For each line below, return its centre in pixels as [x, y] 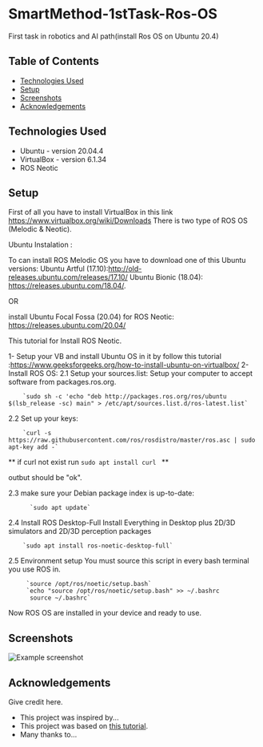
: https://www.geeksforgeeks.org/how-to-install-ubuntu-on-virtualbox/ [124, 365]
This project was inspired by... [69, 717]
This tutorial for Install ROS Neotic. [65, 341]
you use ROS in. [35, 569]
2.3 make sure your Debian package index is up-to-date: [101, 493]
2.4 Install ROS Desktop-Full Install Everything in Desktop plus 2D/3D [122, 523]
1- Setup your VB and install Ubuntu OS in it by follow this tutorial [115, 357]
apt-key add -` [34, 447]
